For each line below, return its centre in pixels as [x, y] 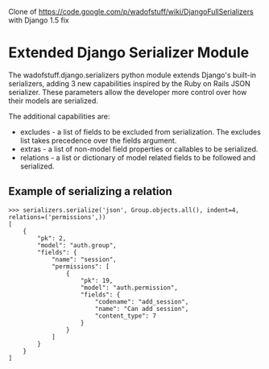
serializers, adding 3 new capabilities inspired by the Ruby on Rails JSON [130, 83]
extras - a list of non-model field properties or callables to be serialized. [139, 149]
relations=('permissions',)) [57, 217]
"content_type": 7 [126, 316]
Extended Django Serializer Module [129, 53]
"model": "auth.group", [77, 245]
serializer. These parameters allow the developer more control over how [128, 92]
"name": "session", [84, 259]
